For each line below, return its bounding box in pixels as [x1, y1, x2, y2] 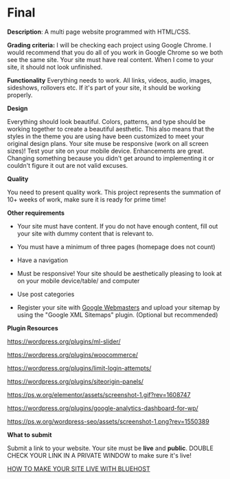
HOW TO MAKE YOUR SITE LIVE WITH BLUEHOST [7, 465, 150, 473]
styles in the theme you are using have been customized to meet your [7, 132, 205, 140]
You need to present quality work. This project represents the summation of [7, 188, 221, 196]
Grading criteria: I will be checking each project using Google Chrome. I [7, 41, 211, 49]
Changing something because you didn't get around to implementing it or [7, 153, 215, 162]
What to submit [7, 430, 52, 438]
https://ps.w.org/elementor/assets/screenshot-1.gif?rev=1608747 [7, 390, 191, 398]
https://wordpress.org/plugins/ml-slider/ [7, 337, 122, 345]
